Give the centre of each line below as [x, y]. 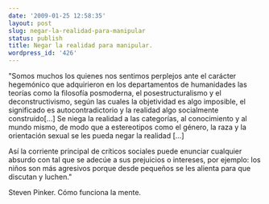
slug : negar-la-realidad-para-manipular [77, 31]
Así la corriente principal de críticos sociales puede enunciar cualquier [125, 151]
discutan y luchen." [40, 177]
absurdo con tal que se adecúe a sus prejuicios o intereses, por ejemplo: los [134, 160]
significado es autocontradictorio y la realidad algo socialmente [114, 110]
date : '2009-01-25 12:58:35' [57, 16]
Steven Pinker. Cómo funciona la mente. [75, 192]
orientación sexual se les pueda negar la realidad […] [96, 136]
